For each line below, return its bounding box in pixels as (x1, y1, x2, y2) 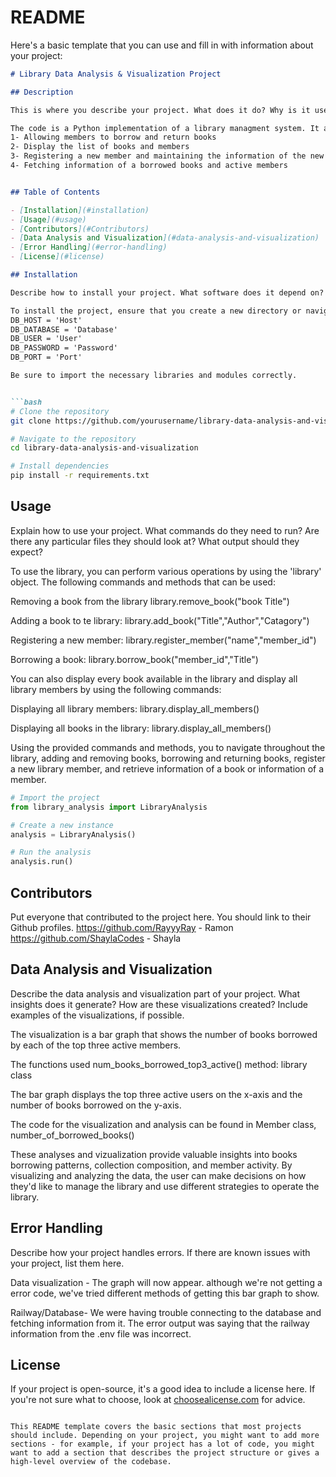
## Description (10, 87, 74, 97)
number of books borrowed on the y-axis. (10, 1099, 182, 1111)
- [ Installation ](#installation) (10, 205, 150, 215)
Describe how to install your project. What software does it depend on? (10, 287, 325, 298)
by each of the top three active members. (10, 1039, 182, 1051)
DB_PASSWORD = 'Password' (10, 343, 118, 353)
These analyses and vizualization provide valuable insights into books (10, 1148, 298, 1160)
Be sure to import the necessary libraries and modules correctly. (10, 371, 298, 381)
